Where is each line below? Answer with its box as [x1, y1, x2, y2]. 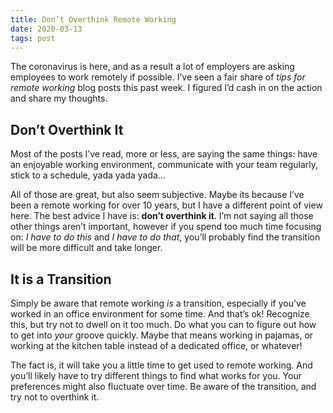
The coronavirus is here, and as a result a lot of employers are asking [10, 61, 295, 73]
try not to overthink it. [10, 391, 100, 403]
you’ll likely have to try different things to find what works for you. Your [10, 370, 302, 381]
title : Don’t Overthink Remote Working [10, 14, 177, 25]
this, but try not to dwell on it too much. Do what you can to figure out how [10, 319, 317, 330]
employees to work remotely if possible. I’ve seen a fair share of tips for [10, 71, 306, 83]
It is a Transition [10, 271, 112, 288]
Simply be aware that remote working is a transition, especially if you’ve [10, 297, 307, 309]
